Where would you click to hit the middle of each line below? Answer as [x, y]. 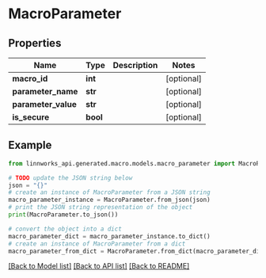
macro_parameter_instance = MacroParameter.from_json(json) [110, 200]
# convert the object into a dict [65, 229]
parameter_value [44, 104]
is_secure [31, 117]
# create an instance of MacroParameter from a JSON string [110, 192]
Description [135, 65]
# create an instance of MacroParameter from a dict [97, 244]
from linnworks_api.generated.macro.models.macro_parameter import [122, 163]
